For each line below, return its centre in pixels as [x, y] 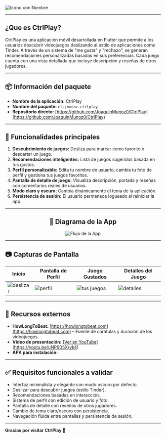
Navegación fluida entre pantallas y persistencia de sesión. [72, 416]
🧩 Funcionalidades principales [53, 137]
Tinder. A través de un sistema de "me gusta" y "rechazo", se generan [77, 50]
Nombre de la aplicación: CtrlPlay [47, 101]
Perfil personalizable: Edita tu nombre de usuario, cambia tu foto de [82, 170]
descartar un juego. [32, 154]
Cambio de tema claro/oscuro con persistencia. [61, 411]
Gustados [95, 277]
